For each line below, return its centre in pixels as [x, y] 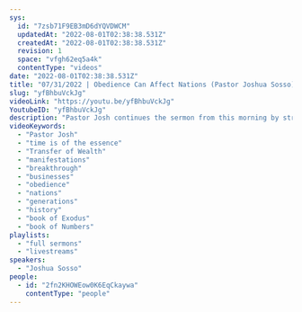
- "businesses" [46, 176]
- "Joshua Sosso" [50, 269]
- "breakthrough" [50, 168]
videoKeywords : [38, 127]
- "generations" [48, 202]
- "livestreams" [48, 252]
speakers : [28, 260]
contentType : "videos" [60, 68]
